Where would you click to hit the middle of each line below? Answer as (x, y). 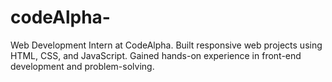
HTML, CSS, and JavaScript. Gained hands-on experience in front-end (156, 55)
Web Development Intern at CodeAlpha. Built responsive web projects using (166, 45)
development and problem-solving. (82, 66)
